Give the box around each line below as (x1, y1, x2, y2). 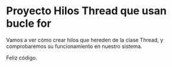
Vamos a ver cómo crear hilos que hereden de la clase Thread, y (6, 36, 164, 43)
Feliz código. (6, 54, 37, 61)
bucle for (6, 17, 51, 30)
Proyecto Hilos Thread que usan (6, 4, 167, 18)
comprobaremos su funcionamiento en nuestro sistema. (6, 43, 142, 50)
